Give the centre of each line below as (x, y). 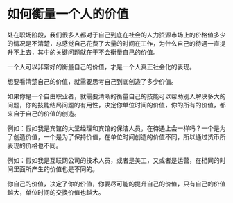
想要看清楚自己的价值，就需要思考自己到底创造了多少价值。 (92, 81)
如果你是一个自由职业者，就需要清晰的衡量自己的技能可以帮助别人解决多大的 (116, 96)
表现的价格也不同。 (35, 145)
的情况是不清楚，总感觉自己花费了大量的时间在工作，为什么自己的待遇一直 (113, 43)
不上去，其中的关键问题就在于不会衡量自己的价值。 (86, 52)
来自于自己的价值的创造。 (44, 113)
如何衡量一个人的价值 (68, 14)
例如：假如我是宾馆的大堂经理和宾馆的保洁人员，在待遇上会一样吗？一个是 (113, 128)
